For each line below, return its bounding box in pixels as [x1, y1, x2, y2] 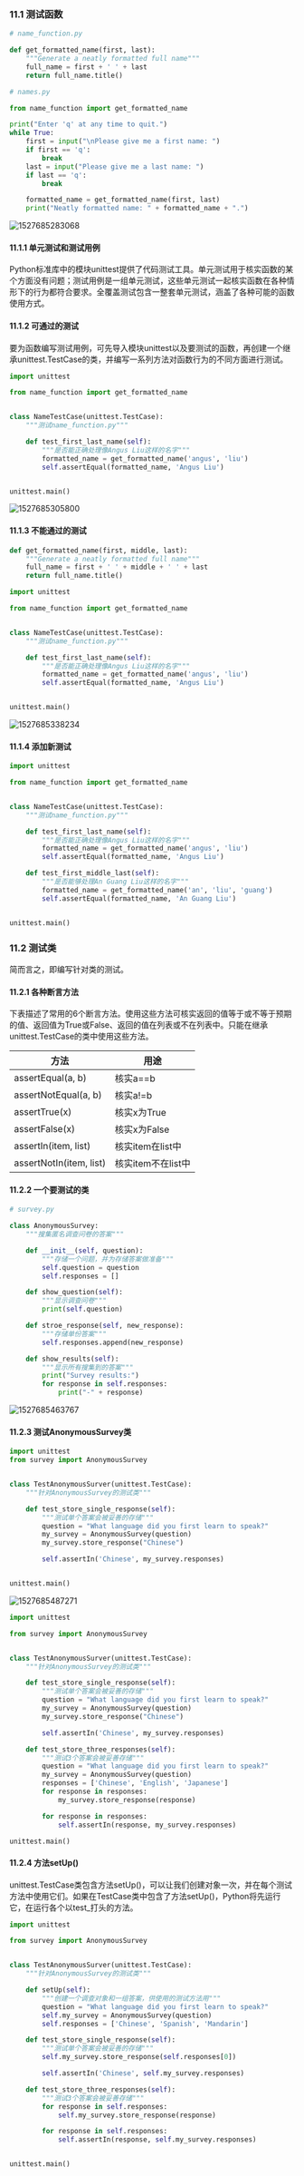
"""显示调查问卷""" [42, 1296, 107, 1305]
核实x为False [114, 1123, 170, 1136]
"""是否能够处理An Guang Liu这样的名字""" [42, 877, 189, 886]
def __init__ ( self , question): [25, 1245, 144, 1255]
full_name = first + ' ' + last [25, 62, 147, 72]
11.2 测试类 [9, 942, 57, 954]
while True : [9, 129, 54, 138]
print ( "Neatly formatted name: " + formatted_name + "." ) [25, 204, 249, 213]
